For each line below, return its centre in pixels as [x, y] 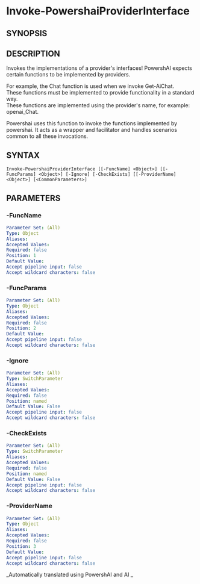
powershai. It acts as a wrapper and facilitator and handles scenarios [92, 130]
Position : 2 [21, 328]
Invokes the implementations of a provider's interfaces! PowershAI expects [99, 68]
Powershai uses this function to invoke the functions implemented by [92, 123]
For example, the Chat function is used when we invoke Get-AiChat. [90, 86]
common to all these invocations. [47, 136]
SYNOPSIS [27, 33]
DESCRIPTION [33, 53]
